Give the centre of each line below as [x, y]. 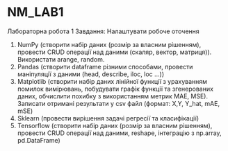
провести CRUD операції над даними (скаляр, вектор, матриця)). [114, 52]
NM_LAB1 [35, 12]
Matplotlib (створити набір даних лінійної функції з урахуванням [112, 81]
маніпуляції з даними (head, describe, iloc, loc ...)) [91, 74]
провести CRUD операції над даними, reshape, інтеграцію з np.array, [119, 133]
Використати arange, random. [61, 59]
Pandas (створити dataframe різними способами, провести [105, 66]
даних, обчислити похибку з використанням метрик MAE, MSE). [113, 96]
